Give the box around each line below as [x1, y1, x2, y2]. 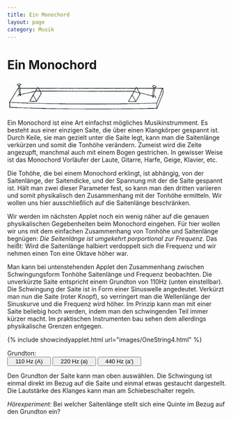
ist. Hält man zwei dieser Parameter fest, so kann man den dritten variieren [7, 184, 221, 192]
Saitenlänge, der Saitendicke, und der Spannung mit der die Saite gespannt [7, 176, 223, 185]
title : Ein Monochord [7, 11, 70, 18]
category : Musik [7, 26, 54, 33]
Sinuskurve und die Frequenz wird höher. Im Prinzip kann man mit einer [7, 300, 212, 308]
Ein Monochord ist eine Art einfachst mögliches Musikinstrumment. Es [7, 118, 209, 127]
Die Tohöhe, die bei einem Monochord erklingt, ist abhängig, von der [7, 169, 204, 178]
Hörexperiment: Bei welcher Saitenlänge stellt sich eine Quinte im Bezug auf [7, 400, 225, 408]
